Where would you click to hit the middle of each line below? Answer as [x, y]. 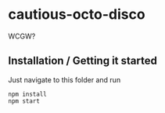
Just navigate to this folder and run [65, 79]
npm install [27, 94]
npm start [24, 101]
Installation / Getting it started [83, 61]
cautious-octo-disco [77, 15]
